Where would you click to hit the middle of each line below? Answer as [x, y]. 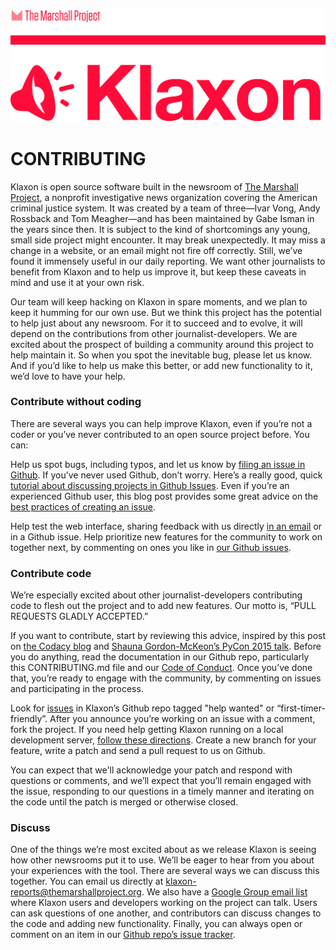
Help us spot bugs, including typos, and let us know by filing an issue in [158, 464]
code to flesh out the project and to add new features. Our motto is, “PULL [163, 606]
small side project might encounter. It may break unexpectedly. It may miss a [168, 240]
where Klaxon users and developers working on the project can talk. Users [164, 903]
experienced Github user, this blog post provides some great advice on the [164, 496]
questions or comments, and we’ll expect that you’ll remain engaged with [161, 781]
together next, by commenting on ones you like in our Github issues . [151, 547]
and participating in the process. [77, 689]
